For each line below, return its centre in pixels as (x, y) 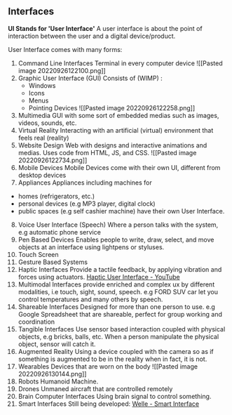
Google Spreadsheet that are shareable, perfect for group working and (120, 314)
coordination (36, 322)
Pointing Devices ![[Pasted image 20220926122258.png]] (112, 107)
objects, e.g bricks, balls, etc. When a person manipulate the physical (118, 336)
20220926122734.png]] (53, 160)
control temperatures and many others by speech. (90, 299)
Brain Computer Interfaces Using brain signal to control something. (115, 396)
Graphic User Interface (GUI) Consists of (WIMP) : (90, 78)
